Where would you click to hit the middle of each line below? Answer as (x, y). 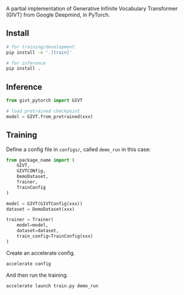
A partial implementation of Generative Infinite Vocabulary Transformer (92, 9)
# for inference (26, 63)
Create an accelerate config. (41, 253)
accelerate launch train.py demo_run (52, 286)
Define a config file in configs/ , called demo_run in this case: (78, 149)
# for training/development (41, 47)
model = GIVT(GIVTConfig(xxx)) (44, 204)
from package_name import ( (41, 160)
